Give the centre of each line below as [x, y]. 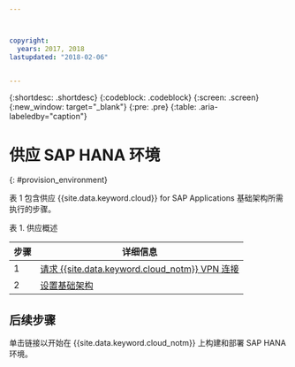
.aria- [208, 107]
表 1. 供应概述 [34, 228]
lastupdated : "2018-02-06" [59, 57]
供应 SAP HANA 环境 [85, 155]
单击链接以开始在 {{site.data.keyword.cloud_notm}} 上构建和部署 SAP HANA [148, 343]
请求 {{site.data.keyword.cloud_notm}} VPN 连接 [140, 269]
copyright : [29, 41]
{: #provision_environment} [59, 180]
